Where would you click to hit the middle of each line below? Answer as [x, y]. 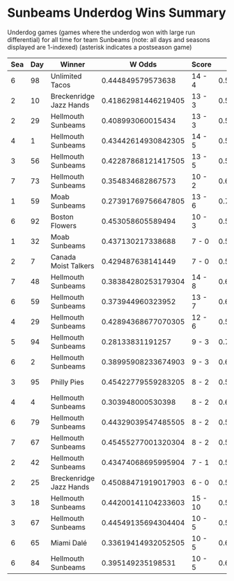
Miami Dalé [69, 543]
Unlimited [66, 76]
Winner [73, 64]
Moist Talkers [72, 266]
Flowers [63, 225]
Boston [62, 217]
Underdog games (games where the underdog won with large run [101, 32]
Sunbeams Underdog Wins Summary [117, 13]
